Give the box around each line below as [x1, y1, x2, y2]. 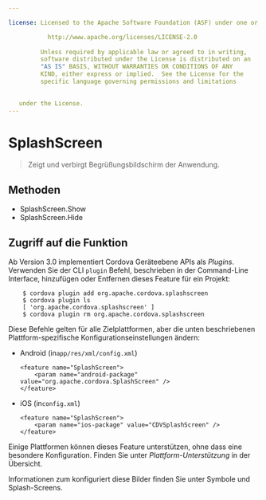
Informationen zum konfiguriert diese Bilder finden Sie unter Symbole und [8, 474, 251, 484]
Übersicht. [8, 459, 43, 469]
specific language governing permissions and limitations [40, 77, 237, 85]
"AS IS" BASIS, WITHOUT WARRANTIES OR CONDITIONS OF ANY [40, 63, 233, 71]
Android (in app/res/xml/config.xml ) [19, 348, 138, 358]
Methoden [8, 183, 61, 196]
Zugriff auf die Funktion [8, 236, 128, 250]
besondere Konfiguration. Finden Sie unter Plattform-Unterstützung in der [8, 451, 251, 460]
